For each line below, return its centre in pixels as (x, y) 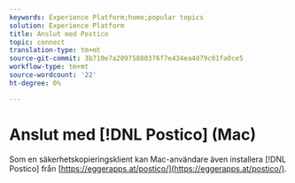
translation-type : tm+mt (55, 50)
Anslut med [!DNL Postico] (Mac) (133, 134)
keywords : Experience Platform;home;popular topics (106, 17)
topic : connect (37, 42)
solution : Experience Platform (67, 26)
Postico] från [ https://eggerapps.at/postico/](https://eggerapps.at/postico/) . (148, 168)
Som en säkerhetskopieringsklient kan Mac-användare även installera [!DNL (147, 159)
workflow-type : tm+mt (49, 67)
